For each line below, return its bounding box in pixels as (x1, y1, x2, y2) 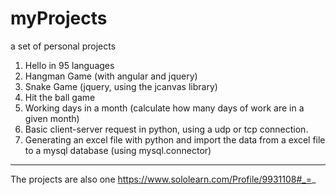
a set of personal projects (10, 40, 117, 52)
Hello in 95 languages (24, 59, 115, 71)
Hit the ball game (24, 91, 96, 103)
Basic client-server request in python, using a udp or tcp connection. (24, 123, 309, 135)
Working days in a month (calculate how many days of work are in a (24, 102, 305, 114)
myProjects (10, 7, 108, 30)
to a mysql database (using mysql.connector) (24, 144, 212, 156)
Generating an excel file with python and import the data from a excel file (24, 133, 326, 146)
